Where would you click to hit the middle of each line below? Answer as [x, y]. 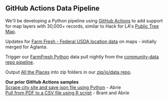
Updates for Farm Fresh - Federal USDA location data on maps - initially [81, 41]
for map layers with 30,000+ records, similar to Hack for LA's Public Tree [82, 26]
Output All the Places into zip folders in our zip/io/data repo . [69, 72]
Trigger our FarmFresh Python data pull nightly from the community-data [82, 57]
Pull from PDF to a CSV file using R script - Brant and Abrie [67, 93]
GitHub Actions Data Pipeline [52, 8]
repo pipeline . [20, 62]
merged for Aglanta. [26, 47]
